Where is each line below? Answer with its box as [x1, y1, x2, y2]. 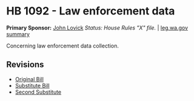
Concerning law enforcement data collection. [6, 42, 119, 49]
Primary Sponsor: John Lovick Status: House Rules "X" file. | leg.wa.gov [6, 24, 189, 31]
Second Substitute [15, 88, 62, 96]
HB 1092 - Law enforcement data [6, 4, 175, 18]
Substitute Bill [15, 82, 50, 89]
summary [6, 30, 30, 37]
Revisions [6, 60, 44, 70]
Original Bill [15, 75, 44, 82]
